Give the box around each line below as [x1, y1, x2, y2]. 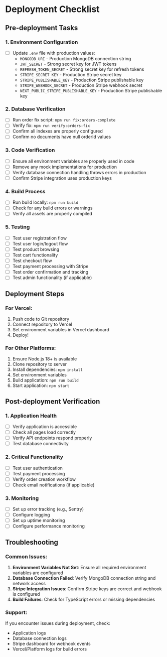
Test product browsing [12, 246, 60, 252]
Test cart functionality [12, 252, 58, 258]
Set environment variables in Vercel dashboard [12, 327, 109, 332]
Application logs [12, 630, 46, 636]
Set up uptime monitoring [12, 517, 65, 523]
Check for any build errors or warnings [12, 205, 93, 211]
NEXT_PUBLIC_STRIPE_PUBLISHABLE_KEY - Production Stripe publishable [20, 87, 162, 93]
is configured [12, 591, 40, 597]
